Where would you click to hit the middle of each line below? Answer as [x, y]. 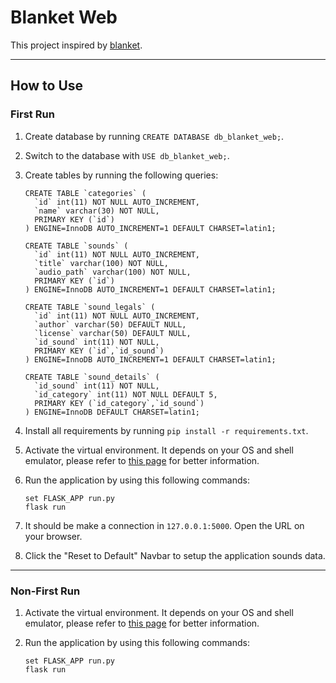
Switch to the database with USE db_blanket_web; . [127, 155]
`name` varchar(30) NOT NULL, [97, 211]
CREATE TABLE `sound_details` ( [92, 377]
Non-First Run [45, 591]
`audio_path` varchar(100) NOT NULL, [113, 272]
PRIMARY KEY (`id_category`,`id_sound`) [119, 403]
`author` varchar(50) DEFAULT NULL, [110, 324]
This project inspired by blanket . [76, 45]
